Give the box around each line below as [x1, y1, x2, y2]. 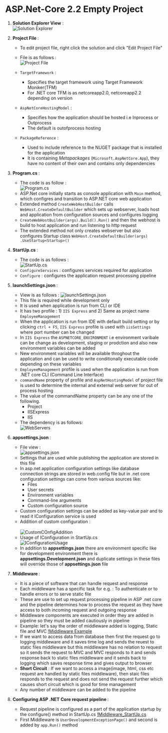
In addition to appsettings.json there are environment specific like [19, 545, 157, 551]
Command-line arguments [27, 497, 81, 503]
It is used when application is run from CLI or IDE [19, 302, 121, 308]
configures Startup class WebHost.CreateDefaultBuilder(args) [19, 232, 148, 238]
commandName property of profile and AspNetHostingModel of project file [19, 376, 163, 383]
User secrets [27, 486, 54, 492]
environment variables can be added [19, 345, 96, 351]
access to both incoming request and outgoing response [19, 606, 136, 613]
